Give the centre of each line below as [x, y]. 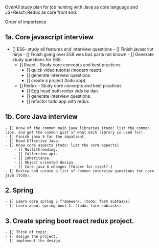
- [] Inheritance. [33, 158]
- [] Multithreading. [36, 149]
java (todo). [18, 175]
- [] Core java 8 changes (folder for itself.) [63, 166]
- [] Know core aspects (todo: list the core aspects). [63, 145]
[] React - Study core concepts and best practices [70, 65]
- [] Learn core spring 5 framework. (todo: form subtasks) [68, 202]
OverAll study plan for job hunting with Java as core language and [71, 7]
